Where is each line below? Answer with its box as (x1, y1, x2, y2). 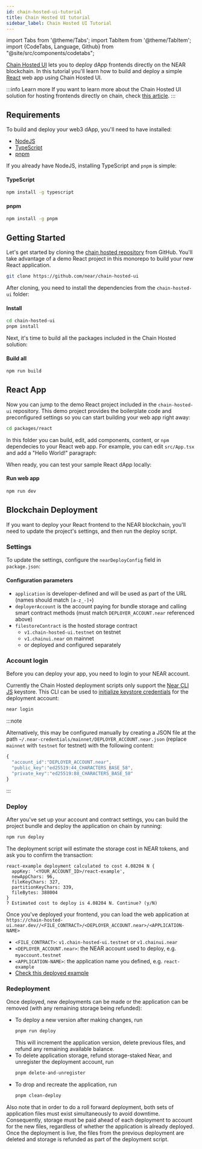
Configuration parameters (6, 576, 74, 584)
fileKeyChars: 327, (11, 879, 61, 885)
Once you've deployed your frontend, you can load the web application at (6, 911, 189, 918)
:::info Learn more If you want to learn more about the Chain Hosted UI (6, 86, 181, 93)
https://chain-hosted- (6, 917, 63, 923)
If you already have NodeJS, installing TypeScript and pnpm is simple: (6, 162, 177, 169)
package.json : (6, 562, 40, 570)
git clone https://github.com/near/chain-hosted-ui (6, 273, 139, 279)
